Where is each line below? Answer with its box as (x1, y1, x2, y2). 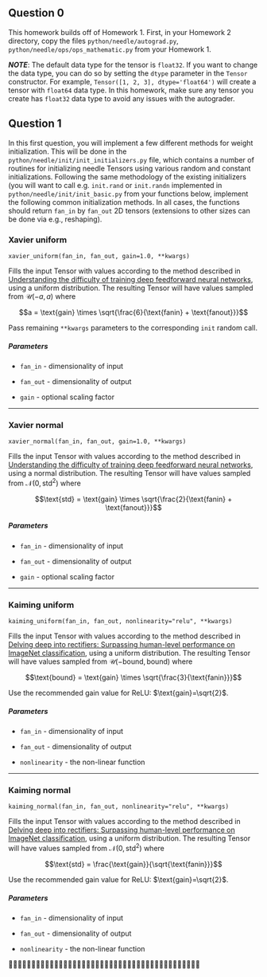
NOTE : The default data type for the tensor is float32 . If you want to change (8, 60, 258, 69)
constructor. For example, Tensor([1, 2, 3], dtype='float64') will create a (8, 77, 257, 86)
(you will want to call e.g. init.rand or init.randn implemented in (8, 180, 222, 190)
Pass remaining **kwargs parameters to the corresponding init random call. (8, 323, 258, 332)
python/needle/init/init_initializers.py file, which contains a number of (8, 155, 254, 164)
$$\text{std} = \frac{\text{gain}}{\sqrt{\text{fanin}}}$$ (44, 860, 222, 869)
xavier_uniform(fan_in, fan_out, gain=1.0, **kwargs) (8, 252, 191, 260)
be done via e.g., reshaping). (8, 214, 103, 224)
